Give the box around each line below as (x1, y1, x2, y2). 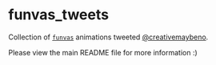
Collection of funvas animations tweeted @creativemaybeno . (8, 32, 209, 42)
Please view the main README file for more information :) (8, 47, 198, 57)
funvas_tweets (8, 6, 110, 24)
